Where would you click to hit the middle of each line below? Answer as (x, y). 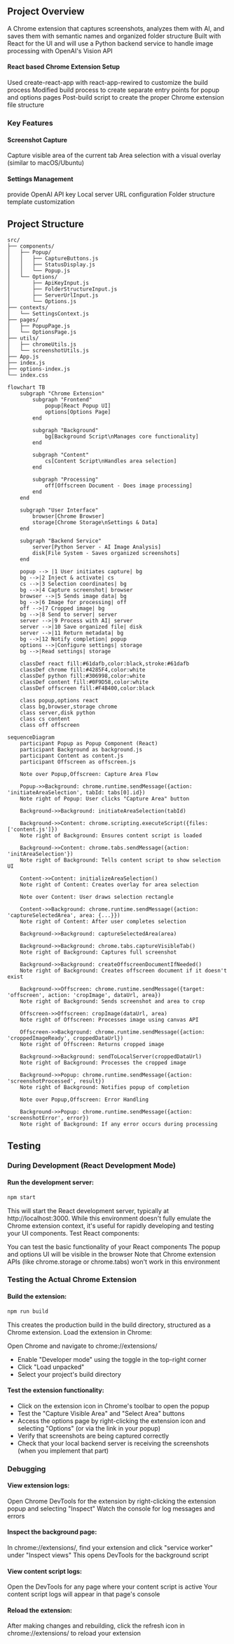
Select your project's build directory (69, 1374)
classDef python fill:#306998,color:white (83, 676)
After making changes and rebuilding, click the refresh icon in (96, 1626)
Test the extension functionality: (56, 1390)
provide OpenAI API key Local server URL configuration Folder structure (111, 194)
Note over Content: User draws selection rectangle (97, 897)
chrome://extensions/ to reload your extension (74, 1633)
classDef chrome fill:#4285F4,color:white (83, 670)
